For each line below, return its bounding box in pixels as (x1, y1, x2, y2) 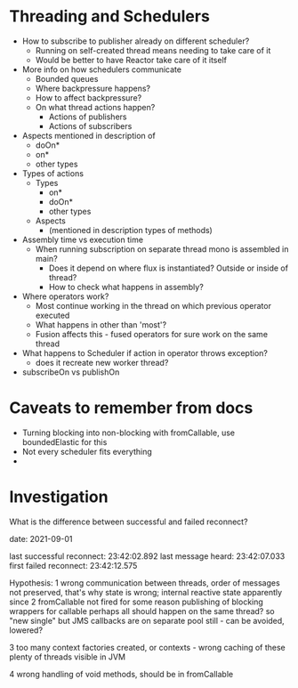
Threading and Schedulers (9, 6, 211, 27)
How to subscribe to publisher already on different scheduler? (21, 36, 250, 46)
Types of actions (21, 167, 85, 179)
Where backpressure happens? (35, 83, 151, 93)
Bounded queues (35, 73, 99, 84)
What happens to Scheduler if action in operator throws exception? (21, 347, 269, 358)
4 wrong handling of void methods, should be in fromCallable (9, 668, 234, 679)
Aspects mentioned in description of (21, 130, 156, 141)
